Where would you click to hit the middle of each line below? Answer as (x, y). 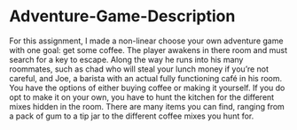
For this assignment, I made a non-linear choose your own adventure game (146, 41)
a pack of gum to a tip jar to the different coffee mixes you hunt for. (132, 116)
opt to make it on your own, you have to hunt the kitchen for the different (142, 97)
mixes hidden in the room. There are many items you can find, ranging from (147, 106)
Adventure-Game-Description (122, 16)
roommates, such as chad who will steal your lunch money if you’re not (139, 69)
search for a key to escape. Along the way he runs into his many (126, 59)
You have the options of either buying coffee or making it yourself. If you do (147, 88)
